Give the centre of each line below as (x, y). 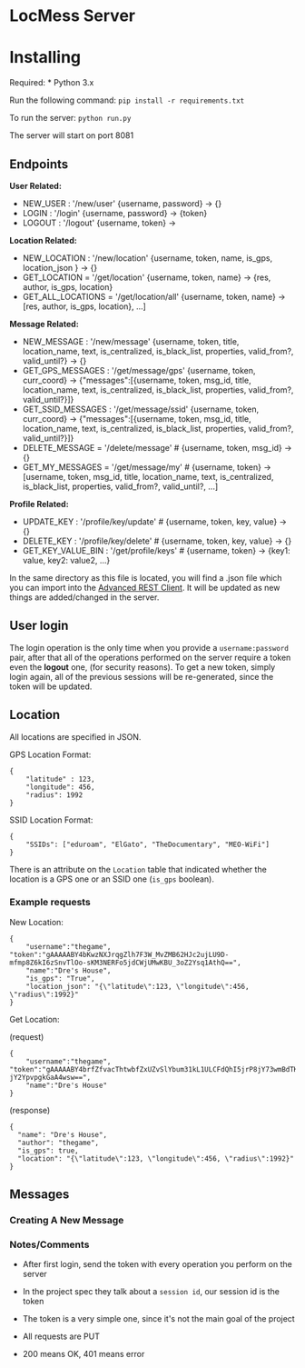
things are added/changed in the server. (84, 597)
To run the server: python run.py (70, 118)
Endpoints (39, 164)
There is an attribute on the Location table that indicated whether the (138, 869)
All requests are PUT (61, 1336)
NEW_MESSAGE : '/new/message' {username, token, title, (131, 341)
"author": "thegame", (59, 1143)
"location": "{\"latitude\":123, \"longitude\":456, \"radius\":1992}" (156, 1158)
